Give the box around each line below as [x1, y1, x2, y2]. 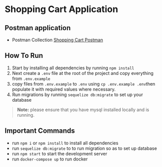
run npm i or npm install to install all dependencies [12, 140, 119, 146]
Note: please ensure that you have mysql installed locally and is [17, 107, 149, 113]
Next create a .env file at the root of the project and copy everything [12, 70, 154, 76]
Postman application [5, 24, 71, 32]
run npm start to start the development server [12, 150, 108, 156]
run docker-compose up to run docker [12, 156, 88, 162]
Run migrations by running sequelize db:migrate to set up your [12, 92, 143, 98]
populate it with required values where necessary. [12, 86, 116, 92]
